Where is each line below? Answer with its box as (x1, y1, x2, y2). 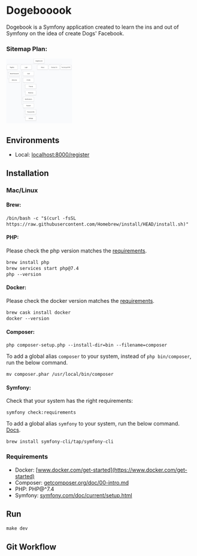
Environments (6, 135, 60, 145)
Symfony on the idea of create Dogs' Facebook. (6, 29, 125, 37)
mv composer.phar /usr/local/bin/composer (6, 372, 114, 378)
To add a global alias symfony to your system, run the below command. (6, 420, 180, 427)
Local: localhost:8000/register (14, 151, 90, 158)
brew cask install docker (6, 309, 71, 315)
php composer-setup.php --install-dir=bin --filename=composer (6, 342, 168, 348)
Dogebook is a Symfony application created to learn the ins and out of (6, 23, 179, 31)
